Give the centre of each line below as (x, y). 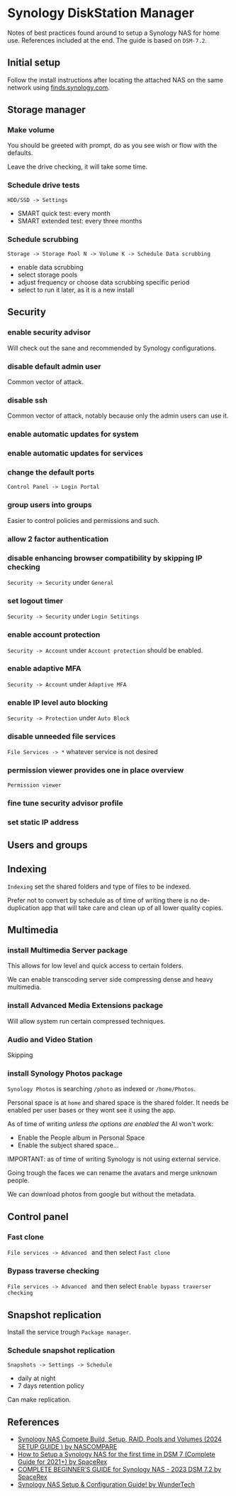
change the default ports (51, 472)
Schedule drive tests (44, 185)
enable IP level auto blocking (58, 702)
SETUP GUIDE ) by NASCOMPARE (67, 1447)
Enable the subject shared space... (68, 1145)
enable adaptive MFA (44, 669)
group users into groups (50, 505)
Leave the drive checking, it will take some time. (77, 167)
